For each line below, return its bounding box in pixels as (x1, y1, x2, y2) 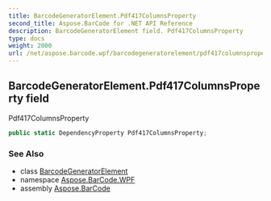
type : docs (8, 34, 45, 43)
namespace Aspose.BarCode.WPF (19, 174, 135, 184)
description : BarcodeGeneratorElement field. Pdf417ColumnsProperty (8, 27, 244, 35)
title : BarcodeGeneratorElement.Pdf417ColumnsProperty (8, 11, 197, 20)
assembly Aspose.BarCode (19, 183, 110, 193)
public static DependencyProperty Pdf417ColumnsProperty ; (8, 128, 207, 137)
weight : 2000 (8, 42, 52, 50)
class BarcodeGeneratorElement (19, 166, 128, 176)
